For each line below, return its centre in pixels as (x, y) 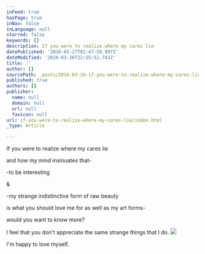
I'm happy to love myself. (38, 244)
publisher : (20, 92)
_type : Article (26, 126)
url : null (24, 109)
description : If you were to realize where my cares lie (80, 47)
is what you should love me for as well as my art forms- (76, 208)
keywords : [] (23, 40)
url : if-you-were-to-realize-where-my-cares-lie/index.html (85, 120)
